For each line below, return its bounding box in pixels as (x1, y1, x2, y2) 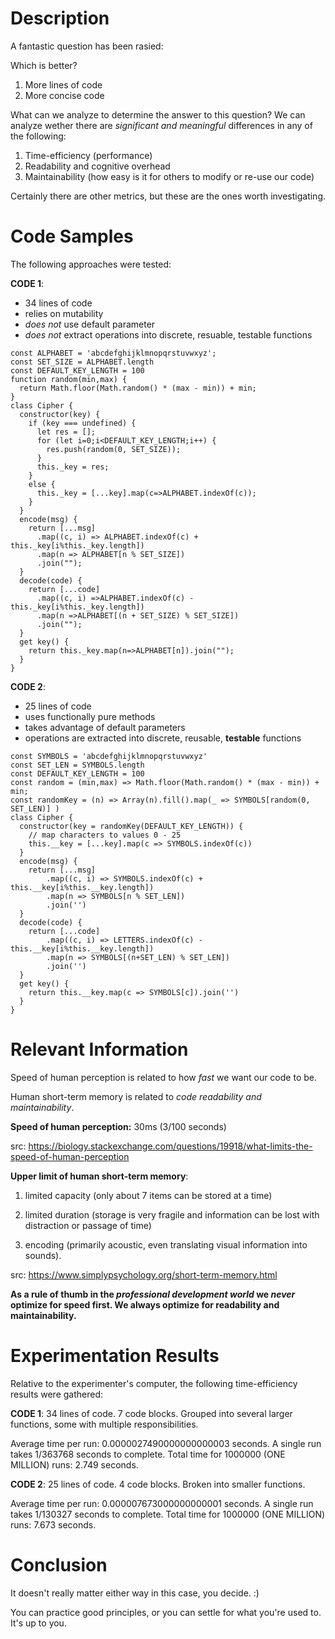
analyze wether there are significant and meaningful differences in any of (10, 119, 313, 131)
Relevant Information (10, 1038, 189, 1061)
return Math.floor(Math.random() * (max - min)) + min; (19, 383, 257, 393)
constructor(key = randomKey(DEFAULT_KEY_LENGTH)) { (19, 821, 244, 831)
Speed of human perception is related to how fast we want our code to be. (10, 1071, 317, 1083)
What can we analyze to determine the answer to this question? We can (10, 108, 306, 121)
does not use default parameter (24, 318, 156, 330)
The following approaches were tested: (10, 258, 172, 270)
